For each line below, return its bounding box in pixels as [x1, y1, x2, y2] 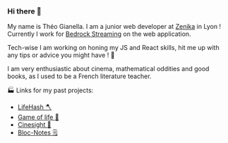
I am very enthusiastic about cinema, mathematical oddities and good [7, 65, 210, 73]
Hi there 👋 [7, 6, 42, 16]
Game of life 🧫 [17, 113, 59, 122]
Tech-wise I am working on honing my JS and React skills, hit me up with [7, 44, 220, 52]
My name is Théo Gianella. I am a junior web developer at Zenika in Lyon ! [7, 23, 221, 31]
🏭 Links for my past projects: [7, 86, 94, 94]
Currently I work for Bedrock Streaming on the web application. [7, 30, 192, 38]
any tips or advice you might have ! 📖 [7, 51, 115, 59]
